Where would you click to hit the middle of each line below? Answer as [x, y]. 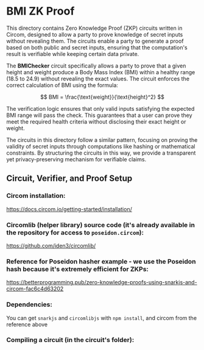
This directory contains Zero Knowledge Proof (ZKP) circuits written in [94, 28]
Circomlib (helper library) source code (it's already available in [100, 225]
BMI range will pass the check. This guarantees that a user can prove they [100, 115]
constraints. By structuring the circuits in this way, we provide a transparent [101, 153]
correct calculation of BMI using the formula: [62, 85]
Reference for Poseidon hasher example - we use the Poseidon [101, 261]
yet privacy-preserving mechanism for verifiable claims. [76, 159]
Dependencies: [30, 304]
